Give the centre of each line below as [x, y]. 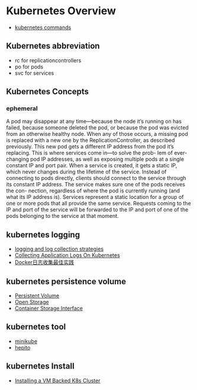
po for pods [29, 66]
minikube [26, 341]
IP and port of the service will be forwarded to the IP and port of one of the [97, 210]
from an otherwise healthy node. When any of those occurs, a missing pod [97, 134]
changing [18, 159]
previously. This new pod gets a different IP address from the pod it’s [90, 147]
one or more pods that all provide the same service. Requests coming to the [98, 204]
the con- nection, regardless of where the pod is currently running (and [93, 191]
